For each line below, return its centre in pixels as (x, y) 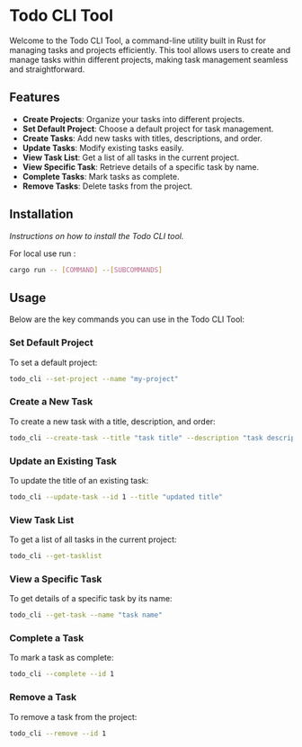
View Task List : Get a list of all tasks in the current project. (131, 157)
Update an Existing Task (63, 461)
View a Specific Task (56, 579)
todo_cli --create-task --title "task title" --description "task (136, 438)
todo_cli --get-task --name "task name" (86, 615)
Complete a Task (47, 638)
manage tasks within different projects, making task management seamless (149, 59)
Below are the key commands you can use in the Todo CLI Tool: (127, 319)
